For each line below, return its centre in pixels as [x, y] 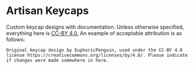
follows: [16, 39]
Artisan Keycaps [48, 11]
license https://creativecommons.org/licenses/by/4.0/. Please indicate [97, 55]
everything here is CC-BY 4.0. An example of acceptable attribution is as [94, 33]
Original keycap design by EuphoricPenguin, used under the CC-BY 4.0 [94, 50]
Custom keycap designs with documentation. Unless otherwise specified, [95, 27]
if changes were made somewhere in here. [58, 60]
